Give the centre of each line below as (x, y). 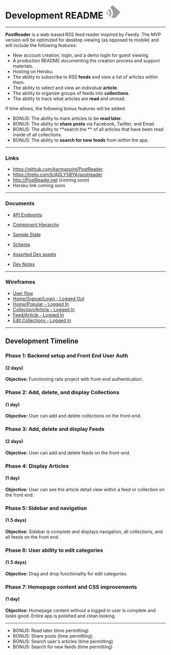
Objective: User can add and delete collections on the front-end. (73, 416)
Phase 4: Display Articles (37, 466)
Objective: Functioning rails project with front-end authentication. (74, 379)
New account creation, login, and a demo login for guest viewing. (81, 55)
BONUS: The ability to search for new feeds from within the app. (81, 140)
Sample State (27, 234)
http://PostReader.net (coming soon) (51, 180)
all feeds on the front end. (32, 537)
